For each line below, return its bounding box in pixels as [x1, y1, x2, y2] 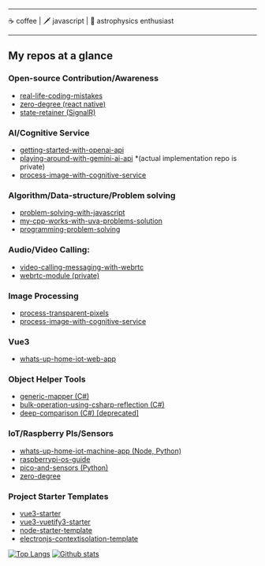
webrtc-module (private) [19, 270, 100, 280]
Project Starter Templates [8, 490, 109, 501]
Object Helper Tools [8, 374, 86, 385]
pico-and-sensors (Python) [19, 463, 109, 472]
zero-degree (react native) [19, 99, 106, 109]
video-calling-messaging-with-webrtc [19, 262, 144, 272]
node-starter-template [19, 526, 93, 535]
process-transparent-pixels [19, 308, 109, 318]
